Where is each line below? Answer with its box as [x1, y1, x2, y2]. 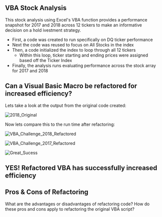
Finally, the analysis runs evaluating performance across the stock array [12, 62, 156, 68]
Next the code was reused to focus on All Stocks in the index [12, 41, 134, 48]
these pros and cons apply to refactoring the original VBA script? [5, 206, 135, 212]
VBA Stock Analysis [5, 4, 67, 12]
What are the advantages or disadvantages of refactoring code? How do [5, 201, 150, 207]
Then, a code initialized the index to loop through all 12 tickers [12, 47, 136, 53]
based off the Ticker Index [19, 57, 72, 63]
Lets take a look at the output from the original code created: [5, 102, 127, 108]
